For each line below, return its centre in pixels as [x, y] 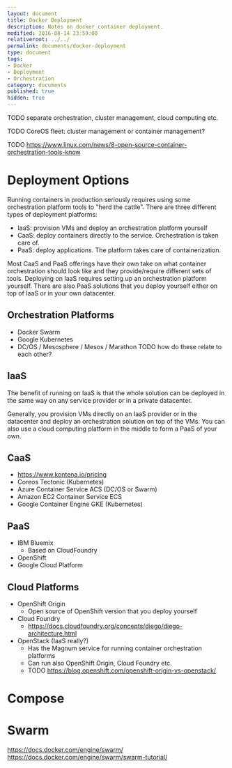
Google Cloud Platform [50, 565]
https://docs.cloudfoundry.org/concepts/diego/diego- [105, 626]
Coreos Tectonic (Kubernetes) [61, 482]
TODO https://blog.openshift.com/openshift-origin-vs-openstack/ [122, 670]
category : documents [37, 85]
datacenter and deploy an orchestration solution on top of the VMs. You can [116, 421]
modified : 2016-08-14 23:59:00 [53, 33]
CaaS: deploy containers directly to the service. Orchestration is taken [118, 235]
